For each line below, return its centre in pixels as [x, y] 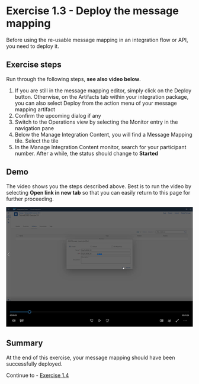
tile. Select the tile [36, 141]
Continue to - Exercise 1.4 [38, 375]
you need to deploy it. [33, 46]
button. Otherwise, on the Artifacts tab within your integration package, [102, 96]
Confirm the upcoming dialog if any [58, 115]
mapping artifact [35, 109]
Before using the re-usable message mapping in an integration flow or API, [97, 40]
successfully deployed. [34, 364]
